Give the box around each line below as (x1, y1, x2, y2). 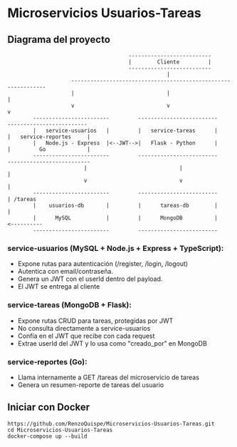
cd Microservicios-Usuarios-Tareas (7, 426, 113, 433)
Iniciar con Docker (7, 401, 90, 413)
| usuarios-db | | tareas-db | (33, 202, 218, 209)
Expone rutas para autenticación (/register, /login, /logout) (17, 260, 189, 268)
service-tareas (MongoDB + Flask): (7, 300, 132, 310)
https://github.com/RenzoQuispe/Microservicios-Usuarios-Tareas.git (7, 420, 215, 427)
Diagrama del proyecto (7, 34, 110, 46)
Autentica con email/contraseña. (17, 267, 114, 276)
